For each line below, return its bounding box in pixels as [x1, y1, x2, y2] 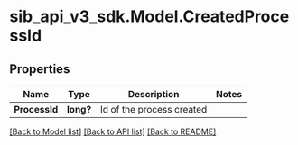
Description [127, 88, 180, 100]
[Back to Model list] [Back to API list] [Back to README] [9, 126, 217, 137]
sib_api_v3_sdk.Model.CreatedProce [9, 6, 290, 27]
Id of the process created [99, 104, 208, 115]
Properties [9, 61, 70, 77]
